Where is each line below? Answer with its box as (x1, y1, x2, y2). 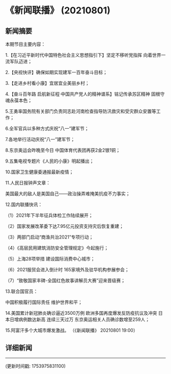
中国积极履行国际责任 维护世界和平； (5, 299, 82, 305)
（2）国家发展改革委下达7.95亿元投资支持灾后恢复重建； (5, 223, 124, 229)
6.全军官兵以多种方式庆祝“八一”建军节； (5, 126, 89, 131)
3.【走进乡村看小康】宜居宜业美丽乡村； (5, 80, 90, 86)
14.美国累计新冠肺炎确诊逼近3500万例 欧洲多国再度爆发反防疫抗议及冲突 (5, 310, 157, 316)
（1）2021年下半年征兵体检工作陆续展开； (5, 213, 93, 218)
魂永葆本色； (5, 98, 32, 103)
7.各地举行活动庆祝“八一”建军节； (5, 136, 75, 142)
